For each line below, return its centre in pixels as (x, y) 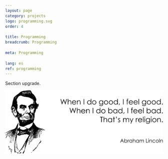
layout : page (19, 10)
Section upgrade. (23, 83)
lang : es (14, 63)
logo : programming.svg (29, 21)
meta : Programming (24, 52)
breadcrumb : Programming (31, 42)
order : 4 (14, 26)
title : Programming (25, 37)
